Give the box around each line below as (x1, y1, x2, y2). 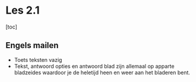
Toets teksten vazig (14, 56, 62, 63)
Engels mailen (5, 40, 59, 51)
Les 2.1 (5, 4, 40, 17)
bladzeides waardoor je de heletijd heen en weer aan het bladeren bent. (14, 69, 191, 76)
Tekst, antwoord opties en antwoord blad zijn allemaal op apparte (14, 62, 175, 70)
